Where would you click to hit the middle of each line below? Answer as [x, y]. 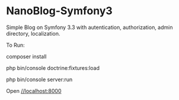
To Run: [15, 45]
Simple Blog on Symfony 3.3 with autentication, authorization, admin [89, 27]
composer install [26, 56]
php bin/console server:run [39, 79]
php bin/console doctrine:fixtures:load [53, 68]
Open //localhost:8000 [34, 91]
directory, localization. [33, 33]
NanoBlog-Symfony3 [59, 11]
